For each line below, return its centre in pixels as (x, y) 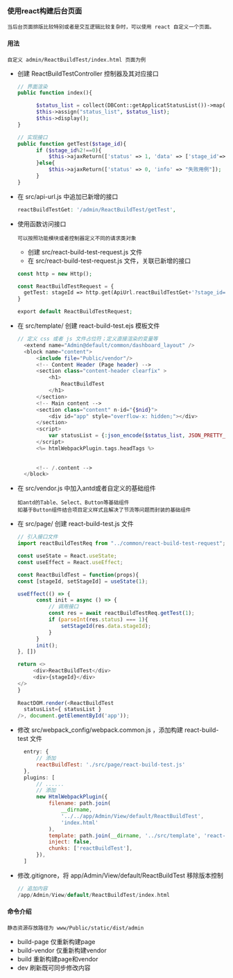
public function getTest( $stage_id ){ (72, 143)
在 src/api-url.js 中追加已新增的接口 (68, 196)
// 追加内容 (32, 889)
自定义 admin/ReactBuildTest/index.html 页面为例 (77, 60)
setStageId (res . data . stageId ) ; (106, 626)
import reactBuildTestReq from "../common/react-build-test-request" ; (121, 543)
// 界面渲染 (32, 87)
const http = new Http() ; (54, 274)
